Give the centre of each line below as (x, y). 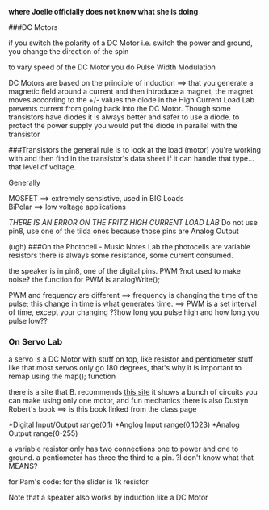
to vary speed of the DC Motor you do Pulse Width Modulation (112, 67)
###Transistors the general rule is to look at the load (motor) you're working (134, 150)
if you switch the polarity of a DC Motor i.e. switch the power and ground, (130, 43)
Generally (24, 182)
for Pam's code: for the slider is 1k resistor (79, 482)
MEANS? (23, 466)
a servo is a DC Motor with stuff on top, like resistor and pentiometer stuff (131, 359)
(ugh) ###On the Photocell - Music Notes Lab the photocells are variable (130, 247)
